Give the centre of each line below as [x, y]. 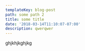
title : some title [25, 19]
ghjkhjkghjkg [19, 43]
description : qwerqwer [29, 29]
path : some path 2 [25, 15]
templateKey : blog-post [31, 10]
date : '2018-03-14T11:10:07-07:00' [43, 24]
